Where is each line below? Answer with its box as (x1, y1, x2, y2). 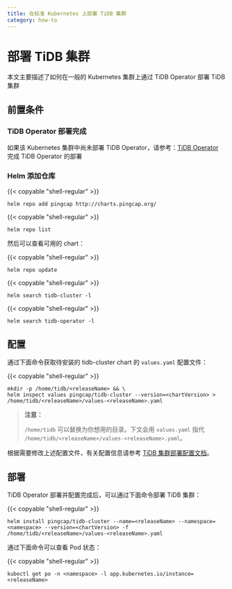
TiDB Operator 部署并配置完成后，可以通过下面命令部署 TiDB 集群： (7, 490, 201, 500)
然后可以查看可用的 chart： (7, 239, 85, 248)
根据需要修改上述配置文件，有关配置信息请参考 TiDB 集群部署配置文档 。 (7, 449, 213, 457)
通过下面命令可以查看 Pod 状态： (7, 543, 101, 552)
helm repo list (7, 226, 51, 233)
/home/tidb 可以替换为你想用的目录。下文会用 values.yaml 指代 (24, 425, 205, 434)
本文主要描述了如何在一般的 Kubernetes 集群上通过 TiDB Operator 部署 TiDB (7, 73, 226, 81)
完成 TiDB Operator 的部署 (7, 152, 83, 160)
